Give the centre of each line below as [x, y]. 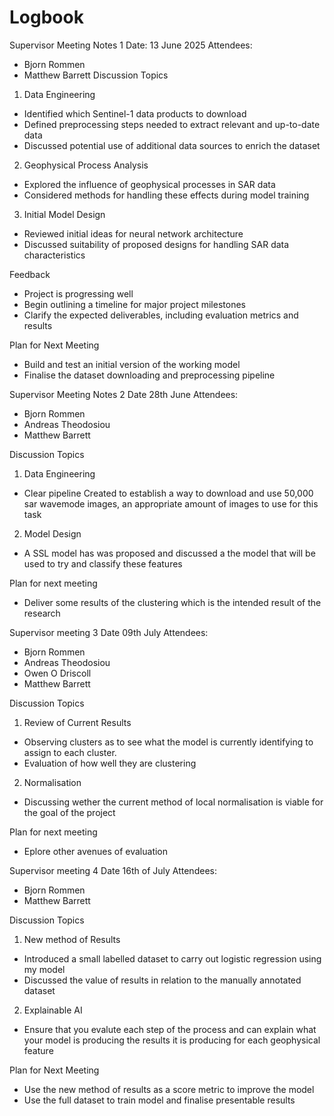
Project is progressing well [78, 293]
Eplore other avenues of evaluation [96, 851]
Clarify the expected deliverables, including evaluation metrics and [161, 315]
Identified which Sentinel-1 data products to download [135, 113]
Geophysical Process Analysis [86, 165]
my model [44, 969]
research [42, 613]
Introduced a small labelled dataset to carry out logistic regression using [172, 958]
